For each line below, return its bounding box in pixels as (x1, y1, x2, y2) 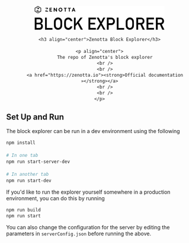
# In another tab (6, 171, 49, 177)
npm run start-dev (6, 178, 52, 184)
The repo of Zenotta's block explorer (57, 54, 153, 60)
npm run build (6, 207, 41, 213)
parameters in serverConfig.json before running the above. (6, 230, 152, 237)
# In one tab (6, 153, 39, 159)
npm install (6, 140, 36, 146)
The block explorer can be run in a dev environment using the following (6, 128, 180, 135)
